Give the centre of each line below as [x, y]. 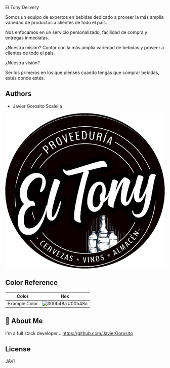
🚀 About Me [24, 321]
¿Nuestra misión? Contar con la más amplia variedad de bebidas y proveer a [85, 47]
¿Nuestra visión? [23, 63]
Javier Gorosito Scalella [37, 106]
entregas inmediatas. [27, 38]
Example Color [23, 304]
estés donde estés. [25, 78]
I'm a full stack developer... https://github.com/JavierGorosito [69, 333]
